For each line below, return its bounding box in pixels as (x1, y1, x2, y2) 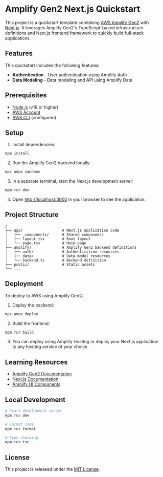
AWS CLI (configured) (12, 114, 57, 120)
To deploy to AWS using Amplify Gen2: (5, 292, 83, 299)
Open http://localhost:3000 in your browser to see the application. (12, 196, 146, 202)
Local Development (5, 395, 66, 404)
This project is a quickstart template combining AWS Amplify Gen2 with (5, 20, 149, 25)
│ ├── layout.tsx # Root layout (5, 236, 91, 241)
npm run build (5, 330, 34, 335)
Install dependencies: (12, 142, 56, 148)
